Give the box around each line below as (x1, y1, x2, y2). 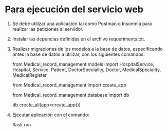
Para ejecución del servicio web (5, 4, 143, 15)
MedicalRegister (12, 72, 47, 78)
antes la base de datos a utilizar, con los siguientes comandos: (12, 51, 145, 57)
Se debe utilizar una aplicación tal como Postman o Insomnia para (12, 20, 152, 27)
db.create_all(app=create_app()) (12, 101, 81, 108)
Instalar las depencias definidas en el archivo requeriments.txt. (12, 36, 145, 42)
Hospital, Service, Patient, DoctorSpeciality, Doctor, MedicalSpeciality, (12, 67, 161, 73)
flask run (12, 121, 31, 127)
